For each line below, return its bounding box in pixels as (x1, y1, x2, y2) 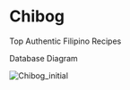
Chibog (9, 6, 65, 27)
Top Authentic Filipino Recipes (9, 36, 122, 46)
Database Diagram (9, 53, 78, 63)
